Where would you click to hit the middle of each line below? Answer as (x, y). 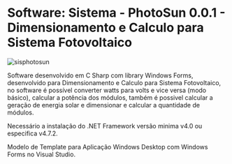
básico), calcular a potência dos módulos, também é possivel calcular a (110, 97)
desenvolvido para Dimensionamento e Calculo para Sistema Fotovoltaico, (114, 82)
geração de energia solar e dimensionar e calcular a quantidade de (104, 105)
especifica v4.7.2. (32, 133)
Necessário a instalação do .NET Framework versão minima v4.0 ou (105, 126)
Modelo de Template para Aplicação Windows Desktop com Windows (108, 147)
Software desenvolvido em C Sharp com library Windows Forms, (100, 75)
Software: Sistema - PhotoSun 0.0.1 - (116, 13)
